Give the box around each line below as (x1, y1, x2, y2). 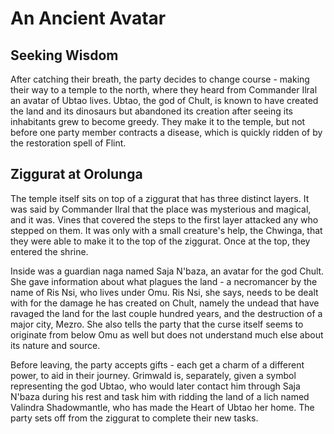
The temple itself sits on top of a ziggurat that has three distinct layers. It (10, 192, 310, 204)
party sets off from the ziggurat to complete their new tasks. (10, 412, 259, 424)
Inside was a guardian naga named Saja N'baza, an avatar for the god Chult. (10, 265, 325, 277)
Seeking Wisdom (10, 47, 119, 64)
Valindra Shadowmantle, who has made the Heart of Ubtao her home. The (10, 401, 315, 413)
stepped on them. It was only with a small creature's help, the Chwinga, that (10, 224, 323, 236)
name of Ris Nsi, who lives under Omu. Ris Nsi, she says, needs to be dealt (10, 286, 319, 298)
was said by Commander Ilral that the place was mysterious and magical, (10, 203, 312, 215)
